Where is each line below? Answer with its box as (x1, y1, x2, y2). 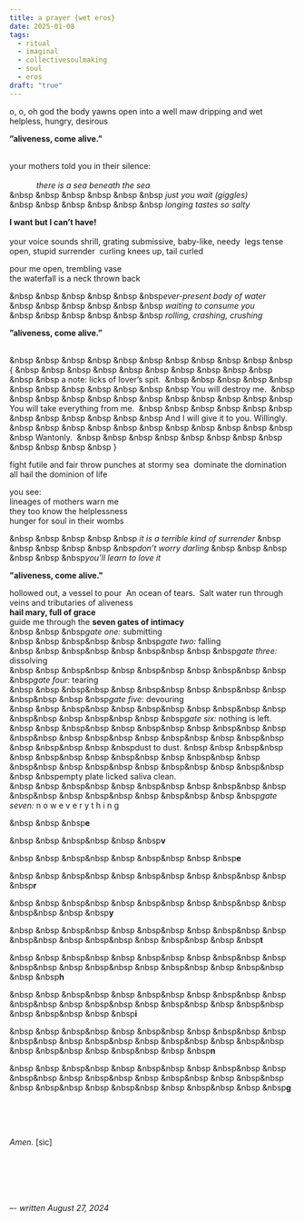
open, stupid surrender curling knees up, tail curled (9, 245, 204, 256)
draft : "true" (9, 81, 64, 90)
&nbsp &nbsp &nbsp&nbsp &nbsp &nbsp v (9, 835, 166, 846)
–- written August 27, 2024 (9, 1202, 110, 1213)
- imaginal (17, 47, 59, 56)
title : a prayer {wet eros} (9, 13, 116, 23)
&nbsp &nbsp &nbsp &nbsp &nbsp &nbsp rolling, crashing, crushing (9, 310, 263, 321)
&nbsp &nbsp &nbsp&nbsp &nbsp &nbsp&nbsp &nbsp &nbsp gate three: (9, 645, 278, 656)
